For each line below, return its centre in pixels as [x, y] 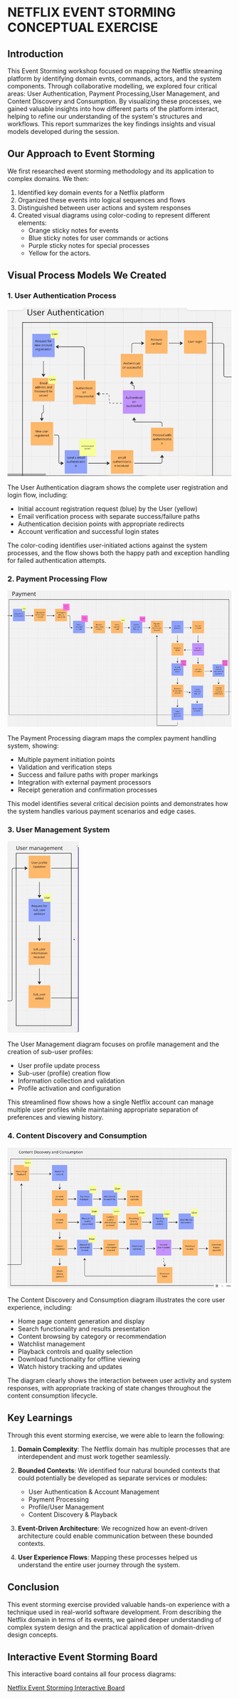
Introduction [36, 54]
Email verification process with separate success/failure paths [109, 517]
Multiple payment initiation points [66, 759]
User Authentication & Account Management [94, 1492]
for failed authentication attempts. [57, 561]
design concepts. [33, 1635]
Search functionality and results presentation [84, 1328]
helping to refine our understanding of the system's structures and [105, 116]
